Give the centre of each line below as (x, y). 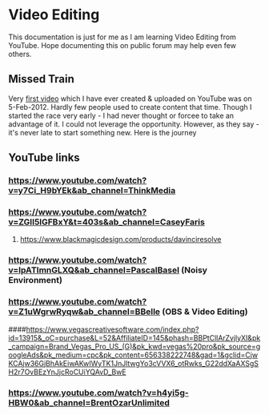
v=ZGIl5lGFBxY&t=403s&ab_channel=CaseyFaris (107, 222)
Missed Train (41, 79)
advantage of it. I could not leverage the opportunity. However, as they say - (134, 124)
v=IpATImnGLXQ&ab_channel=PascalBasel (94, 270)
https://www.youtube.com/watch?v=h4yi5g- (99, 393)
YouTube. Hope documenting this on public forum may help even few (122, 45)
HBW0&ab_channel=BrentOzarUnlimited (89, 402)
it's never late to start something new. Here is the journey (102, 132)
